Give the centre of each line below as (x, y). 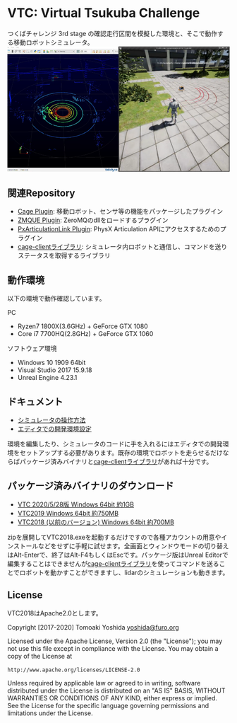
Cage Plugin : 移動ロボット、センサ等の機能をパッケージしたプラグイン (120, 212)
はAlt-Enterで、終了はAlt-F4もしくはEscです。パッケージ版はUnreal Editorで (118, 555)
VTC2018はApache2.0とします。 (55, 613)
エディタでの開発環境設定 (54, 429)
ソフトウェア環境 (32, 349)
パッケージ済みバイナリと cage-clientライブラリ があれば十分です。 (116, 462)
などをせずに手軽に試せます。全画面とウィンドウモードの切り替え (133, 545)
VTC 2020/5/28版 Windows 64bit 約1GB (75, 504)
